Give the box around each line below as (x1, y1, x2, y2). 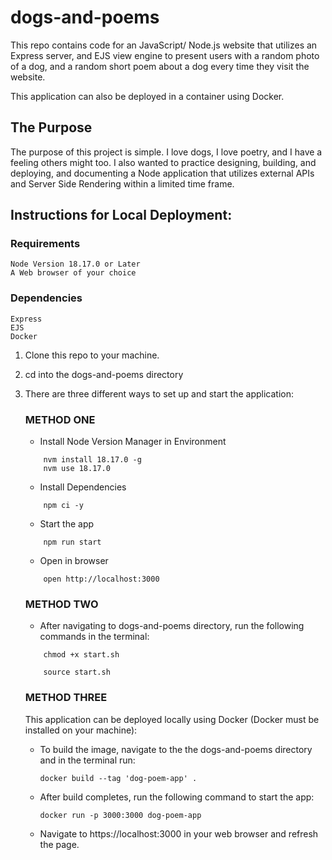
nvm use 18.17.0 (43, 464, 111, 474)
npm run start (43, 537, 102, 548)
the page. (39, 838, 80, 850)
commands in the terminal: (39, 631, 150, 643)
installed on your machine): (24, 724, 138, 736)
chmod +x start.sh (43, 650, 120, 660)
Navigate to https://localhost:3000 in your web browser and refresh (39, 827, 319, 840)
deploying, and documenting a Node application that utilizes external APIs (10, 167, 315, 179)
